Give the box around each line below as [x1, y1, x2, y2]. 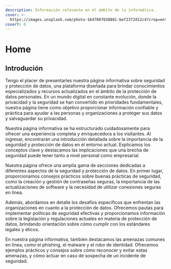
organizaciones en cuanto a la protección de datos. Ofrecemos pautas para [5, 205, 164, 211]
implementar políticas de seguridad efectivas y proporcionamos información [5, 210, 165, 216]
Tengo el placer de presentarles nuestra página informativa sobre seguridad [5, 78, 165, 84]
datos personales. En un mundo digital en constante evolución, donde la [5, 94, 157, 100]
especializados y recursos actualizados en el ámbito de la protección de [5, 88, 157, 94]
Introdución [5, 64, 43, 72]
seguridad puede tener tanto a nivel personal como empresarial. [5, 153, 140, 159]
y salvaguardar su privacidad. [5, 115, 68, 121]
